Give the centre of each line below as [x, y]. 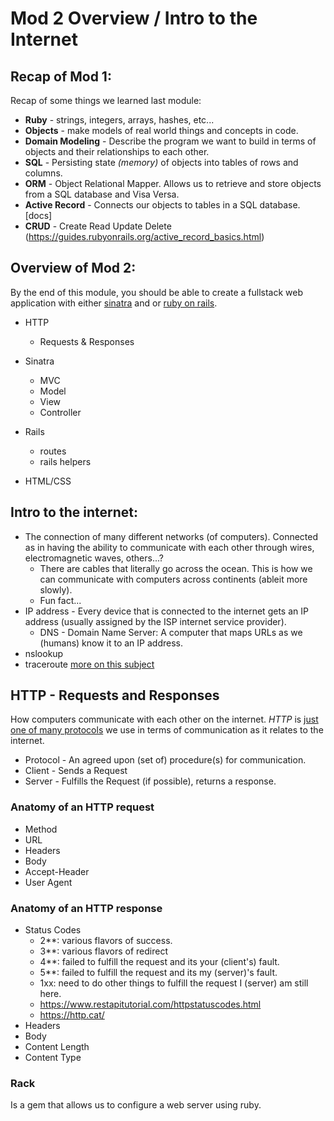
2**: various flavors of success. [106, 941]
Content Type [53, 1058]
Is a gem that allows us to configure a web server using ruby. [136, 1105]
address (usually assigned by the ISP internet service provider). [155, 621]
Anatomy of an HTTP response [86, 908]
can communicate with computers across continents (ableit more [173, 579]
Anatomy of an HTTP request [82, 807]
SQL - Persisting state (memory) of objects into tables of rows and [161, 162]
